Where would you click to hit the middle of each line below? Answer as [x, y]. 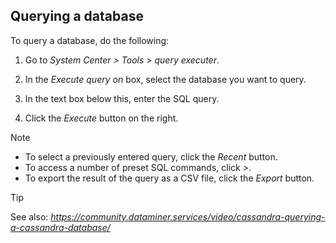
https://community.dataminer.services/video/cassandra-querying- [188, 216]
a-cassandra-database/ [60, 227]
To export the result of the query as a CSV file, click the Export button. [169, 178]
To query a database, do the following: [90, 40]
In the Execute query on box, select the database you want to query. [165, 79]
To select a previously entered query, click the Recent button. [151, 156]
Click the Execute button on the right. [101, 118]
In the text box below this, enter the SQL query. [122, 98]
